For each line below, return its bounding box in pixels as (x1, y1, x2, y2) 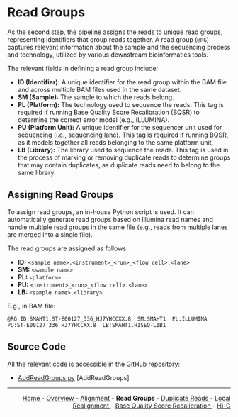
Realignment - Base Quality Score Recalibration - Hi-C (72, 401, 231, 410)
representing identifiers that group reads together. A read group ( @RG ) (7, 35, 210, 43)
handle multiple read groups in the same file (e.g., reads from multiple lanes (7, 223, 228, 231)
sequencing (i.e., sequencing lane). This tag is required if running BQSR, (17, 130, 229, 139)
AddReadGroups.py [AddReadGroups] (17, 373, 130, 382)
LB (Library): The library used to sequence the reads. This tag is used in (17, 145, 229, 154)
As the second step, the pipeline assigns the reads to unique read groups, (7, 28, 223, 36)
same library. (17, 168, 56, 177)
